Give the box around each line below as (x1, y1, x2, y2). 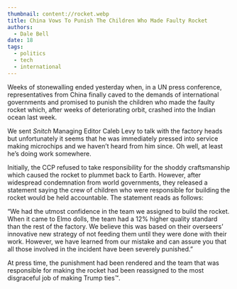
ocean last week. (7, 113, 57, 121)
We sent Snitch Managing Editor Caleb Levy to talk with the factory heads (7, 126, 223, 135)
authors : (7, 23, 33, 31)
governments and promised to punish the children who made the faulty (7, 97, 215, 107)
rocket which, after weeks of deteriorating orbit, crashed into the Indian (7, 105, 216, 114)
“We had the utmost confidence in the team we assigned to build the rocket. (7, 207, 230, 215)
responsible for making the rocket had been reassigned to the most (7, 266, 204, 274)
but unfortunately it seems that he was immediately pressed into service (7, 134, 219, 143)
